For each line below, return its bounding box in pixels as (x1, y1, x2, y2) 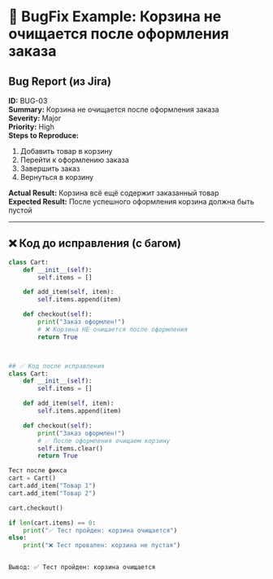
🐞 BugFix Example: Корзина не (8, 7, 222, 26)
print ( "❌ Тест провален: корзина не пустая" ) (23, 542, 181, 550)
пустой (8, 205, 32, 215)
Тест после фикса (8, 467, 67, 475)
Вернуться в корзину (19, 173, 94, 182)
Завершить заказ (19, 164, 80, 173)
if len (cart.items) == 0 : (8, 519, 96, 527)
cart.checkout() (8, 504, 63, 512)
